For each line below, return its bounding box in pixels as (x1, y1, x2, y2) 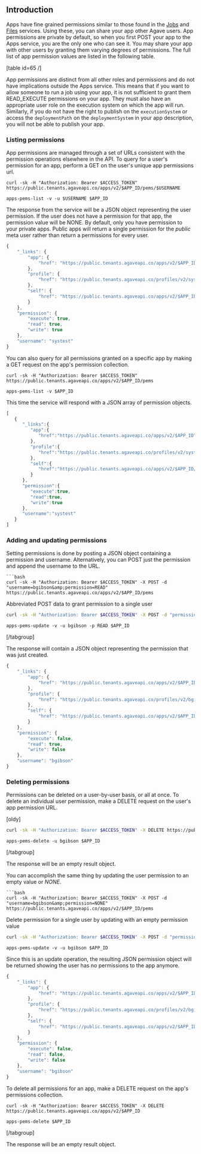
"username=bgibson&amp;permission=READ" (6, 585, 109, 591)
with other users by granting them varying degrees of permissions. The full (6, 46, 191, 53)
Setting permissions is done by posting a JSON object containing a (6, 550, 171, 557)
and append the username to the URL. (6, 562, 100, 569)
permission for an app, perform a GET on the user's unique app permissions (6, 162, 194, 169)
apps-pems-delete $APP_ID (6, 1119, 71, 1125)
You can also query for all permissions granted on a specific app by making (6, 354, 193, 362)
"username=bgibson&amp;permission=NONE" (6, 900, 109, 907)
